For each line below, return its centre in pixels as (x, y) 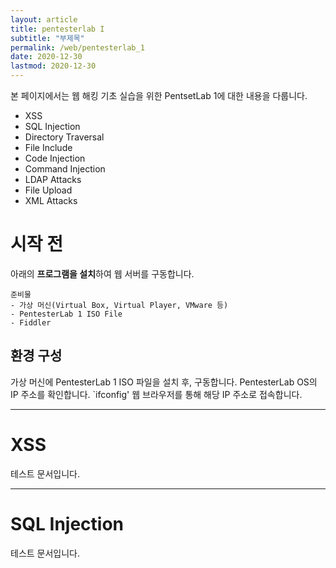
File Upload (48, 190)
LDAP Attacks (53, 179)
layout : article (44, 19)
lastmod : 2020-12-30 (53, 66)
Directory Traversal (64, 137)
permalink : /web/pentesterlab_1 (77, 47)
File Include (48, 147)
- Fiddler (31, 322)
